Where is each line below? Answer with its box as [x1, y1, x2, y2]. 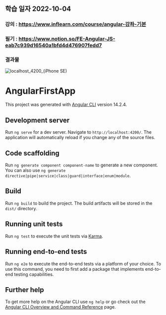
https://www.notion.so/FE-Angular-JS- [18, 35, 115, 42]
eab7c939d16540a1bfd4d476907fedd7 [5, 42, 102, 49]
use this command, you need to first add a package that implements [5, 266, 144, 272]
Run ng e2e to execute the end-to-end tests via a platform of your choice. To [5, 260, 162, 267]
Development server [5, 116, 70, 124]
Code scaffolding [5, 149, 59, 157]
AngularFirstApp [5, 85, 76, 96]
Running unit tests [5, 220, 63, 229]
